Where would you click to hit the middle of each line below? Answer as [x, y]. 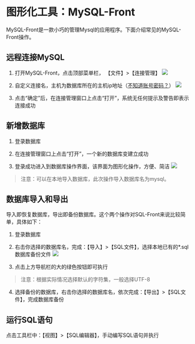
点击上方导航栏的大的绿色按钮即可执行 [61, 267]
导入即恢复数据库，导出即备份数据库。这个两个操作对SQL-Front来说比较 [93, 215]
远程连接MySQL [35, 58]
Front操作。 [20, 37]
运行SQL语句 [29, 320]
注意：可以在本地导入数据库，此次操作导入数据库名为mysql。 [95, 179]
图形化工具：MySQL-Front [71, 12]
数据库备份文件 [33, 254]
